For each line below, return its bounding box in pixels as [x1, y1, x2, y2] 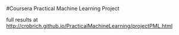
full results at [6, 16, 38, 23]
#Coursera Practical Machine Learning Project [6, 5, 120, 12]
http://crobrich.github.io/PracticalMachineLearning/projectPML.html [6, 23, 173, 29]
